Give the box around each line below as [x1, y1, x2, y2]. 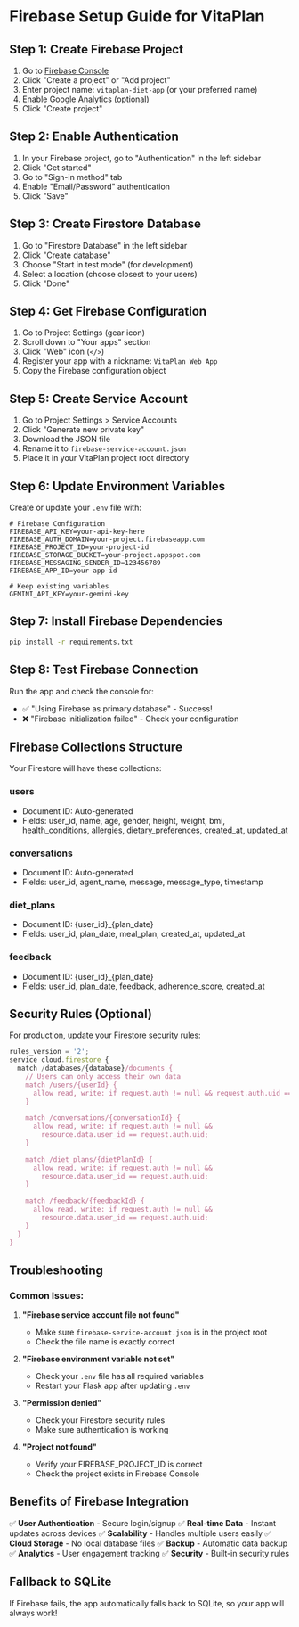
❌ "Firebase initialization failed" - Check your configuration [21, 713, 239, 724]
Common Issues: [9, 1289, 85, 1302]
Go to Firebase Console [21, 65, 109, 76]
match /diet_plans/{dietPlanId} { [25, 1155, 153, 1164]
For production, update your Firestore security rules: [9, 1030, 202, 1040]
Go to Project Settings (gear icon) [21, 327, 145, 338]
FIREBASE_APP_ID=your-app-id [9, 566, 117, 576]
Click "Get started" [21, 162, 92, 173]
